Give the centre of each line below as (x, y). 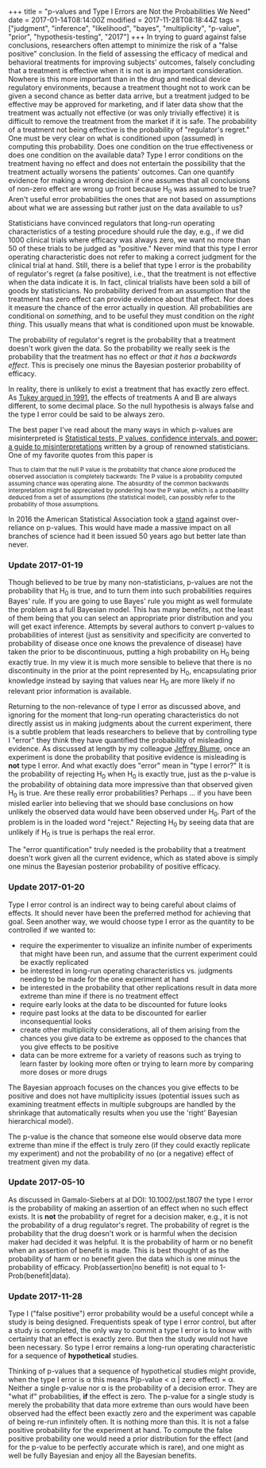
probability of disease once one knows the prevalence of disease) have (125, 643)
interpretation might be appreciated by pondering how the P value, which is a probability (129, 490)
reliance (21, 527)
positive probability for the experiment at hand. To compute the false (120, 1431)
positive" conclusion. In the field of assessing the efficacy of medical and (128, 54)
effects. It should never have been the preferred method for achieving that (130, 912)
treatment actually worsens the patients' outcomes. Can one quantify (121, 172)
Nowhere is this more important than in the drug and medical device (120, 79)
